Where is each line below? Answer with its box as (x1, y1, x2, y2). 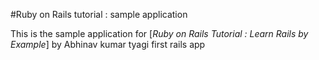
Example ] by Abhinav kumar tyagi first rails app (10, 39, 206, 50)
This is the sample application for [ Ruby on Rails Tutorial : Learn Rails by (10, 28, 309, 39)
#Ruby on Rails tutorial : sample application (10, 9, 188, 20)
